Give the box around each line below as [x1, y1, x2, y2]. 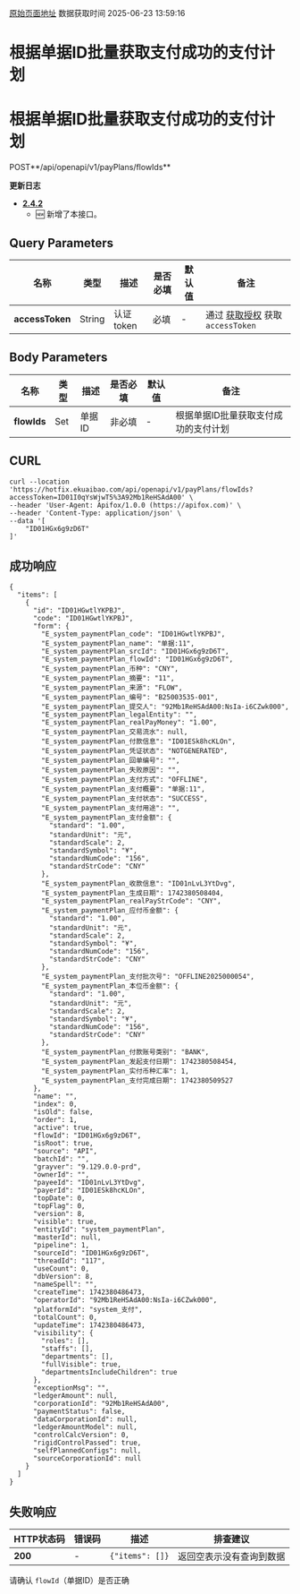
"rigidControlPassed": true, [32, 1438, 142, 1448]
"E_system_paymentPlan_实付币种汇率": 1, [41, 1067, 189, 1076]
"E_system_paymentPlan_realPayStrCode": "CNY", [41, 896, 221, 906]
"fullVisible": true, [41, 1360, 122, 1369]
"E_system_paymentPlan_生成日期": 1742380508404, [41, 889, 225, 898]
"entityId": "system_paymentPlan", [32, 1225, 166, 1234]
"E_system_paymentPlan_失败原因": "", [41, 766, 180, 775]
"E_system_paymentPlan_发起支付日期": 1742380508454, [41, 1058, 237, 1067]
